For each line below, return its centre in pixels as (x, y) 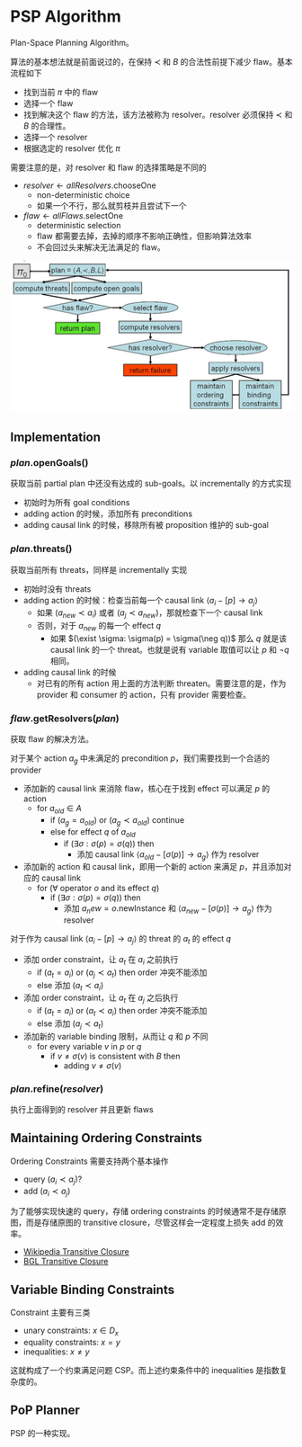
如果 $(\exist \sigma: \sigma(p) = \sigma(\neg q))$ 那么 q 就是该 (168, 639)
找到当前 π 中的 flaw (60, 92)
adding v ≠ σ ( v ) (93, 1065)
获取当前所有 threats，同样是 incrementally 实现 (99, 569)
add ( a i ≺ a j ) (47, 1192)
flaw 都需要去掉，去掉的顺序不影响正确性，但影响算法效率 (144, 236)
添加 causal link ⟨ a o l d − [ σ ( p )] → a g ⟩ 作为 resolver (168, 855)
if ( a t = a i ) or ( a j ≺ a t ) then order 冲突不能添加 (122, 973)
